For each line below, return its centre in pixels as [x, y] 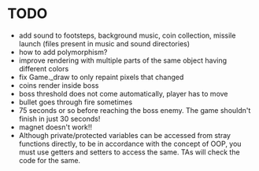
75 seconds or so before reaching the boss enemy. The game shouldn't [135, 110]
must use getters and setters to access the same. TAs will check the [129, 152]
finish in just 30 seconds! [59, 118]
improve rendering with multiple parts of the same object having [123, 60]
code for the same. [49, 160]
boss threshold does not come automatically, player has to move [124, 93]
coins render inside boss [59, 85]
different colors [44, 68]
